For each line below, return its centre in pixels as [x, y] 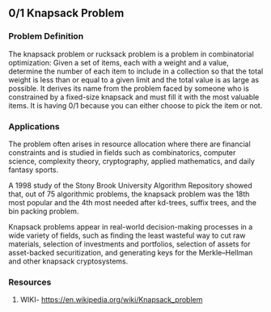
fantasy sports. [34, 170]
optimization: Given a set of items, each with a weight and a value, [119, 62]
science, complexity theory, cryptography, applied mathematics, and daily [131, 161]
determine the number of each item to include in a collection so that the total [136, 71]
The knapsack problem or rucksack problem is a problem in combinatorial [131, 54]
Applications [34, 126]
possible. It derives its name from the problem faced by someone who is [129, 88]
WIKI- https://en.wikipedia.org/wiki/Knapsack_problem [111, 300]
